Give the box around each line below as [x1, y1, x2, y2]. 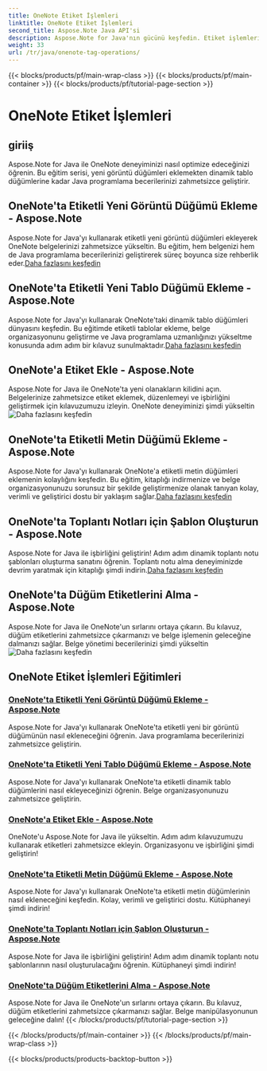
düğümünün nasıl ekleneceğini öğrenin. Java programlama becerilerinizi [8, 730, 245, 740]
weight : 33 [8, 41, 44, 49]
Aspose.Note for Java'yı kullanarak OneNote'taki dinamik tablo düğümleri [8, 315, 249, 325]
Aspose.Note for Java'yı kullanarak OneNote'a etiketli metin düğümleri [8, 466, 238, 476]
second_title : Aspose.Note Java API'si [8, 26, 141, 34]
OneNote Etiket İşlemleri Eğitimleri [8, 670, 181, 684]
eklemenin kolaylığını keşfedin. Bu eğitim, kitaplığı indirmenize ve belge [8, 475, 241, 485]
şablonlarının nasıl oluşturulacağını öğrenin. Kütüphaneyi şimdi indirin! [8, 960, 237, 969]
